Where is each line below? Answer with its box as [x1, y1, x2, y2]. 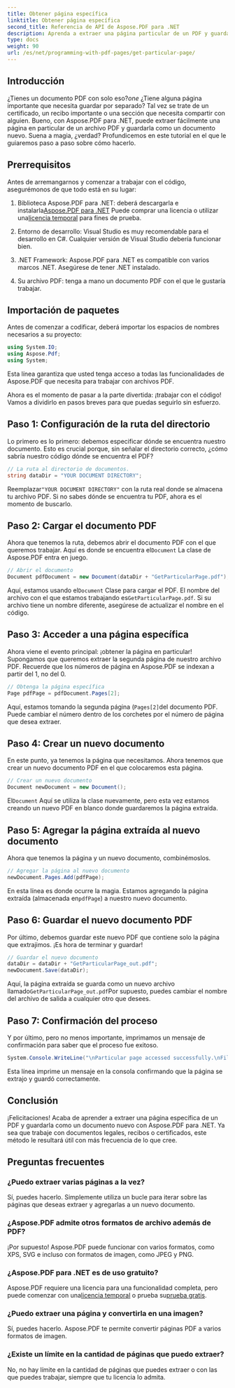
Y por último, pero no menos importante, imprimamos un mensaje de [7, 1033, 206, 1042]
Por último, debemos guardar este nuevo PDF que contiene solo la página [7, 933, 220, 941]
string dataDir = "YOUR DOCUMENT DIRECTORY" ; [7, 472, 142, 479]
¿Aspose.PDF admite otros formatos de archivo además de [7, 1218, 211, 1227]
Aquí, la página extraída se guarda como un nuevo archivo [7, 979, 175, 988]
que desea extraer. [7, 717, 62, 726]
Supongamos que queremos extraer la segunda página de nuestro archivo [7, 655, 222, 663]
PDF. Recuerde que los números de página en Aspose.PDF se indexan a [7, 662, 215, 670]
